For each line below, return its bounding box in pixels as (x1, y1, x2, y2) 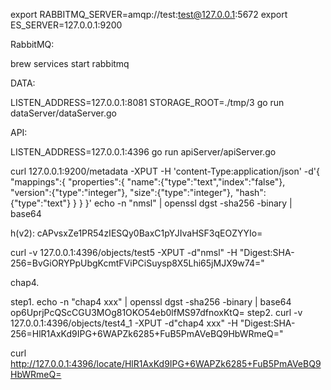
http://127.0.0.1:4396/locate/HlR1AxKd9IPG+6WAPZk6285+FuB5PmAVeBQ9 (10, 358, 322, 369)
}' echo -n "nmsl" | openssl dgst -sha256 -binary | (84, 197, 293, 209)
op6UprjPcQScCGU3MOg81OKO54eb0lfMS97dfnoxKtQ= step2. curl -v (10, 307, 303, 318)
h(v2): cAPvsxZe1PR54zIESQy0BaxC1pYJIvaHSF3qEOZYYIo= (10, 227, 263, 239)
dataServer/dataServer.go (10, 107, 117, 119)
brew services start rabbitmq (10, 58, 130, 69)
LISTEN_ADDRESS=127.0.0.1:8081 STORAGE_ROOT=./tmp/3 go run (10, 97, 285, 108)
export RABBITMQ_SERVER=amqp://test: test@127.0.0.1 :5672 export (10, 9, 288, 20)
